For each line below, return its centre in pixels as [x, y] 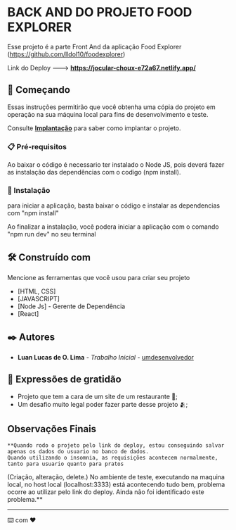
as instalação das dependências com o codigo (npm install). [94, 172]
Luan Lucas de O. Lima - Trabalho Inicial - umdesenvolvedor [106, 357]
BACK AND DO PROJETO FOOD [100, 12]
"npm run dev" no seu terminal [52, 234]
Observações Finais [52, 429]
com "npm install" [33, 213]
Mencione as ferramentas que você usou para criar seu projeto [99, 278]
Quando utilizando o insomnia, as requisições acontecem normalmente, [113, 458]
